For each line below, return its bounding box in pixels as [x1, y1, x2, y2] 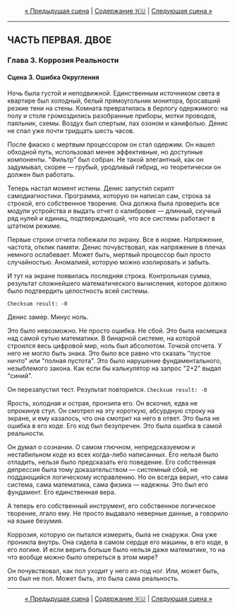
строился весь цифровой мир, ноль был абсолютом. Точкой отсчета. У [7, 341, 222, 350]
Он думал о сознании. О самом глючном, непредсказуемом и [7, 442, 195, 451]
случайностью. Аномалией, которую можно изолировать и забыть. [7, 258, 211, 266]
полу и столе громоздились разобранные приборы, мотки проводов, [7, 111, 217, 120]
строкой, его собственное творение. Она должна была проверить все [7, 199, 220, 207]
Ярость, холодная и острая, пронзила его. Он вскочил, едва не [7, 398, 198, 407]
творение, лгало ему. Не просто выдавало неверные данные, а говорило [7, 509, 229, 517]
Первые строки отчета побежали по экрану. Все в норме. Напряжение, [7, 235, 224, 243]
